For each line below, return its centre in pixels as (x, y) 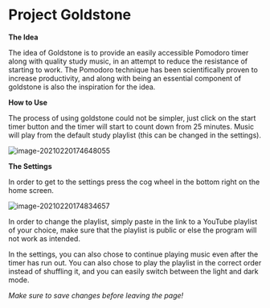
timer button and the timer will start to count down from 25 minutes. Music (131, 126)
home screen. (31, 190)
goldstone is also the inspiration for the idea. (82, 87)
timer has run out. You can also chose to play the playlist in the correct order (135, 262)
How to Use (28, 102)
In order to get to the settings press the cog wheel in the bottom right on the (134, 182)
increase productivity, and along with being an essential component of (125, 78)
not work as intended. (44, 238)
